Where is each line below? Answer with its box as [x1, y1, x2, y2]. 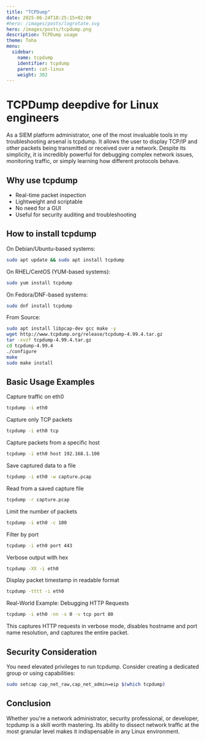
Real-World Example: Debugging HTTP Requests [6, 599, 130, 607]
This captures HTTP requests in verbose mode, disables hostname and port [6, 623, 198, 630]
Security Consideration [6, 647, 97, 657]
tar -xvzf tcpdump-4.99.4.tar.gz [6, 337, 92, 343]
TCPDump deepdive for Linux [6, 98, 159, 112]
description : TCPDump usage [6, 32, 78, 38]
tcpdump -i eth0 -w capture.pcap [6, 474, 92, 480]
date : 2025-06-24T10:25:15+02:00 [6, 15, 92, 21]
